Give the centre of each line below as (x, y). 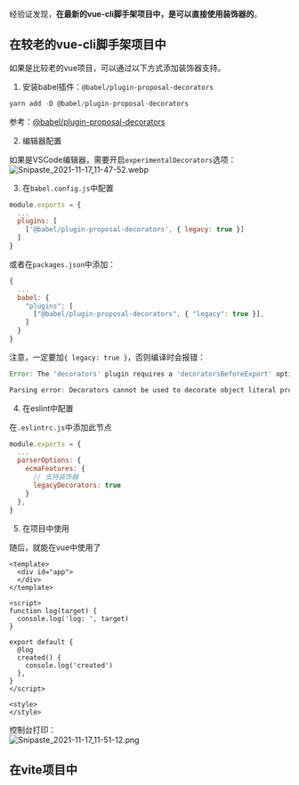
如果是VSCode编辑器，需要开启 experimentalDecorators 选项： (123, 159)
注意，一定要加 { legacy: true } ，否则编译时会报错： (108, 357)
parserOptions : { (49, 461)
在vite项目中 (44, 769)
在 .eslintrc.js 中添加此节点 (61, 427)
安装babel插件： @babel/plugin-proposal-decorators (117, 86)
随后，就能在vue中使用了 (55, 547)
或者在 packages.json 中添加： (63, 264)
